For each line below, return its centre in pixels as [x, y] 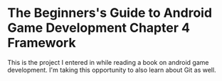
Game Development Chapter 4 [99, 28]
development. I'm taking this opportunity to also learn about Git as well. [112, 70]
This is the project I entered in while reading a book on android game [108, 62]
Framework [42, 43]
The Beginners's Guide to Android [110, 13]
